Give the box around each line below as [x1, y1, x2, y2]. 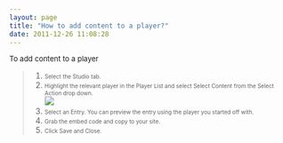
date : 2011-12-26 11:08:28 [9, 29, 109, 38]
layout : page [9, 12, 58, 22]
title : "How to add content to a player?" [9, 21, 169, 30]
